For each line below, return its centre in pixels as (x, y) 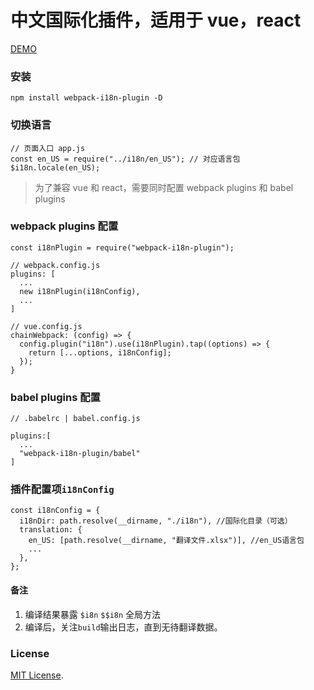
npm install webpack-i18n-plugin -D (86, 98)
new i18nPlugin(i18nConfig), (80, 291)
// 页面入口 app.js (48, 148)
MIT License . (37, 675)
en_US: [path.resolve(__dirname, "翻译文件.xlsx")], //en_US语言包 (166, 541)
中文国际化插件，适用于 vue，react (156, 20)
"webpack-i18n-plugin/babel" (80, 454)
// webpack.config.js (55, 265)
